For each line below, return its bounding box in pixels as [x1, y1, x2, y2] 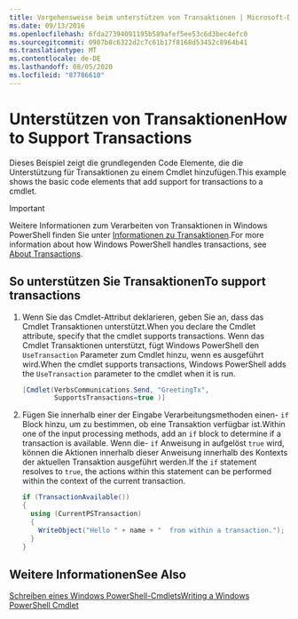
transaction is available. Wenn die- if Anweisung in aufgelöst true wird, [21, 438, 286, 448]
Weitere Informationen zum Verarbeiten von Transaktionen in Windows [9, 219, 268, 231]
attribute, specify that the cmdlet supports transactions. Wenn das [21, 330, 264, 341]
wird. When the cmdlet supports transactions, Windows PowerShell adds [21, 359, 286, 369]
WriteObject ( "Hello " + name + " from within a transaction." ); [38, 526, 286, 535]
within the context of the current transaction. [21, 476, 186, 487]
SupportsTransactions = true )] [54, 393, 166, 402]
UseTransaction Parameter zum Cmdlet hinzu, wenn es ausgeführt [21, 349, 264, 360]
